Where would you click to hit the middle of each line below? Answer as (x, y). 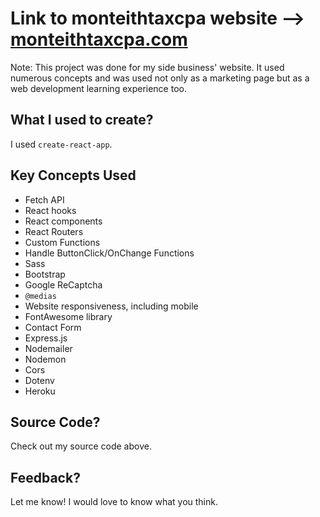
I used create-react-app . (61, 144)
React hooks (50, 210)
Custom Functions (62, 242)
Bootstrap (45, 274)
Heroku (40, 391)
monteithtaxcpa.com (99, 39)
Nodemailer (48, 348)
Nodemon (45, 359)
